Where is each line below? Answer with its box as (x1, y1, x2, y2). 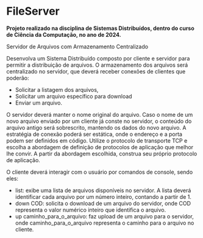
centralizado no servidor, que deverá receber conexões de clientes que (6, 67, 186, 75)
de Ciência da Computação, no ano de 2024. (6, 31, 122, 38)
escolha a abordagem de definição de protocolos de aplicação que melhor (6, 143, 194, 151)
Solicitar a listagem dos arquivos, (15, 86, 99, 93)
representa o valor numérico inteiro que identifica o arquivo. (15, 206, 166, 214)
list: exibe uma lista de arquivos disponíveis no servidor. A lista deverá (15, 187, 191, 194)
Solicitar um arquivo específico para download (15, 92, 132, 100)
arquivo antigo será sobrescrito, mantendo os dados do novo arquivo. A (6, 124, 187, 131)
